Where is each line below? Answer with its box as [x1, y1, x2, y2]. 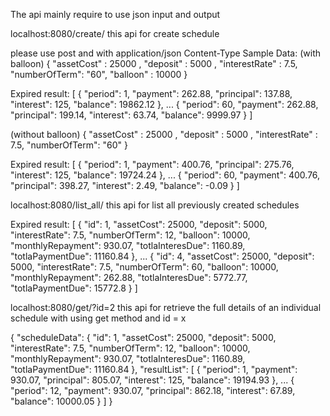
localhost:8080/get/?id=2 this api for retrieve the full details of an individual [10, 302, 322, 313]
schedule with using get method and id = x [10, 312, 187, 324]
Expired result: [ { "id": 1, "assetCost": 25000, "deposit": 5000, [10, 219, 268, 230]
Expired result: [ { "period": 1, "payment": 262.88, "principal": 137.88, [10, 88, 293, 99]
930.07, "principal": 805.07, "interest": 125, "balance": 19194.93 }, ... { [10, 374, 295, 386]
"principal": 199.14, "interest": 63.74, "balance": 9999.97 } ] [10, 109, 253, 121]
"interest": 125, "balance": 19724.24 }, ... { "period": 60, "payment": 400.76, [10, 169, 321, 181]
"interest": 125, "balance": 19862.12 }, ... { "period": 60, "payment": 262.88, [10, 99, 319, 110]
